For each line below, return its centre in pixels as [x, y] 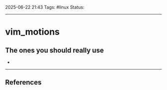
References [23, 82]
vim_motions [33, 32]
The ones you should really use [55, 50]
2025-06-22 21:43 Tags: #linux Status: [45, 7]
